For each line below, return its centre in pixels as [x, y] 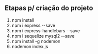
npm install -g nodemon [36, 41]
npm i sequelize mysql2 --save [43, 36]
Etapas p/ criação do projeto [49, 8]
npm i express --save [33, 25]
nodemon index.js [30, 46]
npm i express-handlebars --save [46, 30]
